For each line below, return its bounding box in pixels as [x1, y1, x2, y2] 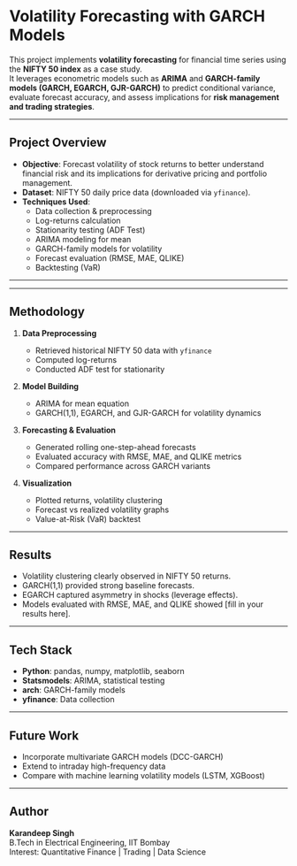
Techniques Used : [21, 196, 91, 207]
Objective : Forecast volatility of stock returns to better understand [21, 158, 264, 169]
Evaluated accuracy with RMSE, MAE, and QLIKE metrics [34, 451, 242, 462]
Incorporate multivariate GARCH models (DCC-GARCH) [21, 752, 224, 762]
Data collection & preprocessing [34, 205, 152, 216]
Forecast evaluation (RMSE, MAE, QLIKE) [34, 252, 185, 263]
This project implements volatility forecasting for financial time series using [9, 54, 287, 65]
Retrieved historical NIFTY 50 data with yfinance [34, 345, 212, 356]
